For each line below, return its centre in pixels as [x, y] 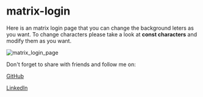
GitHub [15, 76]
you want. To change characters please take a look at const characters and [102, 34]
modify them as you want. [39, 41]
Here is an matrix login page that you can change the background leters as [100, 28]
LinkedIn [17, 88]
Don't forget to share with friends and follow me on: [71, 64]
